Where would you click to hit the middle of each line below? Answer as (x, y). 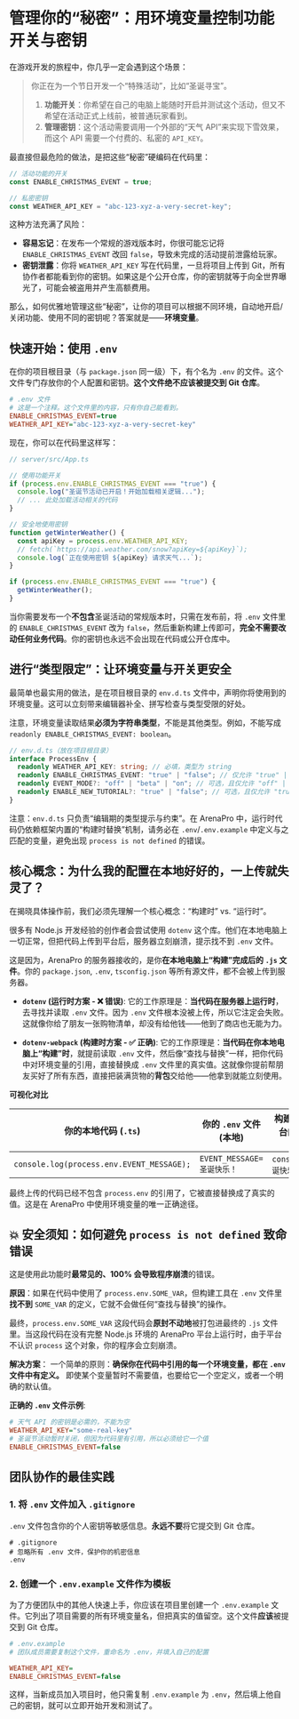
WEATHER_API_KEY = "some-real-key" (71, 1431)
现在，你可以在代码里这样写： (63, 442)
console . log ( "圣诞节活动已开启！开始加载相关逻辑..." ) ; (111, 492)
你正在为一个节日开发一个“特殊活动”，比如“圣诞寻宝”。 (131, 85)
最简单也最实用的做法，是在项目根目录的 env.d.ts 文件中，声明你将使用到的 (148, 692)
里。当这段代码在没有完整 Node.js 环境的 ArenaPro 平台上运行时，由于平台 (146, 1334)
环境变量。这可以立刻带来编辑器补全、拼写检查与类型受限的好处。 (130, 703)
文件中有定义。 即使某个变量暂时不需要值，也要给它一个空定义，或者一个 (142, 1376)
